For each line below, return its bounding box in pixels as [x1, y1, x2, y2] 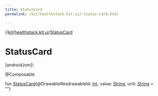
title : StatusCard [5, 7, 42, 12]
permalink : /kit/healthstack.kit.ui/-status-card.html [5, 12, 119, 16]
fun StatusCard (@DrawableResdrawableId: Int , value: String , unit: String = [5, 81, 154, 87]
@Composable [5, 71, 35, 78]
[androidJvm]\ [5, 62, 34, 68]
